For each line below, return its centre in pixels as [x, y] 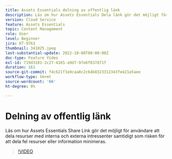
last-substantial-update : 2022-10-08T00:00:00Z [57, 53]
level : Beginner [23, 39]
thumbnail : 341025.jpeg [31, 48]
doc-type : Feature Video [32, 58]
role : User [17, 34]
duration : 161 [20, 67]
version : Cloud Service [31, 19]
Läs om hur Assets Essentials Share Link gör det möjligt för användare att [82, 130]
